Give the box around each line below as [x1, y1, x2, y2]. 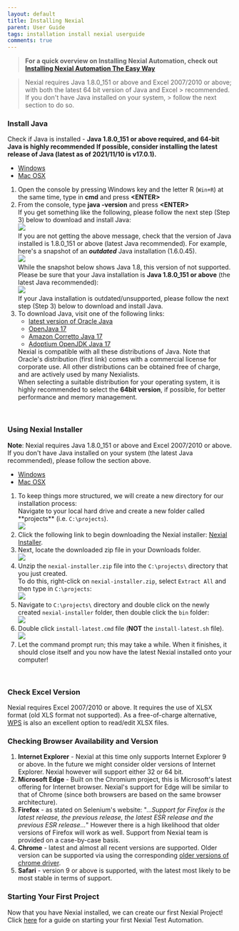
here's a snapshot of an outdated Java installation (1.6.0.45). [17, 247, 198, 256]
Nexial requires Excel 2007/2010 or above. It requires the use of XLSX [7, 703, 213, 712]
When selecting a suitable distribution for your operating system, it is [17, 378, 220, 387]
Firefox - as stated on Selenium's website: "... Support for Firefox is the [17, 805, 225, 815]
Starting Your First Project [7, 892, 100, 902]
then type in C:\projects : [17, 584, 92, 593]
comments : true [7, 37, 53, 44]
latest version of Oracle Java [28, 317, 113, 326]
